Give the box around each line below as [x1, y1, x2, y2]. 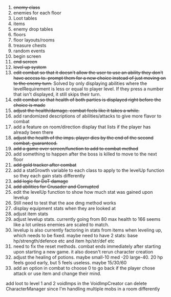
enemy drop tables [13, 26, 53, 32]
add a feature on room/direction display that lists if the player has [13, 124, 151, 130]
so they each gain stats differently [13, 173, 85, 178]
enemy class [13, 5, 40, 10]
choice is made [13, 102, 46, 108]
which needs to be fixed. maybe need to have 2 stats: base [13, 233, 138, 238]
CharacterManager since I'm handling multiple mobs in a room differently [6, 286, 160, 292]
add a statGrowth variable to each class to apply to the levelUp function [13, 167, 164, 173]
